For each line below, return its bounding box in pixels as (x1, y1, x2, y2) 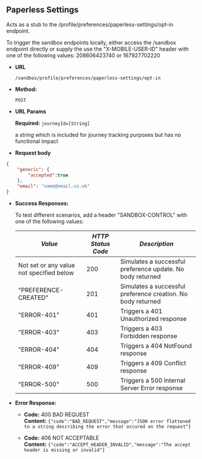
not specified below (17, 269, 74, 277)
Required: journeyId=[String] (14, 119, 90, 126)
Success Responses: (14, 200, 69, 207)
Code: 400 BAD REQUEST (23, 411, 90, 418)
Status (90, 240, 110, 248)
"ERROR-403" (17, 328, 60, 337)
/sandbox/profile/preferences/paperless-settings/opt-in (14, 75, 161, 81)
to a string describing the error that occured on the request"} (23, 424, 191, 430)
